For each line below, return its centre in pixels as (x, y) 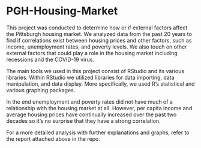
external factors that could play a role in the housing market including (92, 53)
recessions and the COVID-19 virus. (50, 59)
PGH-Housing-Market (62, 11)
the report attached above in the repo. (53, 138)
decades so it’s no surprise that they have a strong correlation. (83, 120)
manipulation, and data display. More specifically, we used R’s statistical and (100, 84)
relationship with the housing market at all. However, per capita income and (99, 108)
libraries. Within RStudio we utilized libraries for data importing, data (91, 77)
